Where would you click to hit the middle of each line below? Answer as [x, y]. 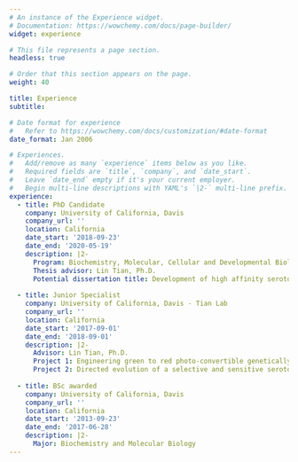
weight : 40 [29, 82]
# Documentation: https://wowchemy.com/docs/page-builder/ [121, 26]
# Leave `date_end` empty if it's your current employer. [123, 180]
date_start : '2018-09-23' [73, 238]
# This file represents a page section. [85, 50]
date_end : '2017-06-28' [69, 427]
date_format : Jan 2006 [51, 139]
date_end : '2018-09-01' [69, 337]
